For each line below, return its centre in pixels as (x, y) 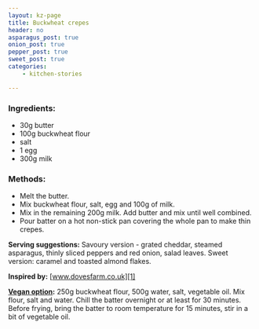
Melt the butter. (44, 196)
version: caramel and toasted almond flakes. (80, 261)
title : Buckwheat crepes (49, 23)
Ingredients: (32, 108)
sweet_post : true (36, 60)
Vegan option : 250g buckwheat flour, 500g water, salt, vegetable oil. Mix (127, 292)
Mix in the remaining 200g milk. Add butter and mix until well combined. (136, 213)
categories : (27, 67)
